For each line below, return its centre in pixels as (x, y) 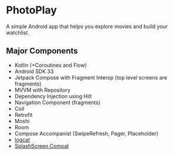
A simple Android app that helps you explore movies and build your (87, 26)
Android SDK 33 (34, 71)
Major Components (42, 51)
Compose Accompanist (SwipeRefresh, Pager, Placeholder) (86, 133)
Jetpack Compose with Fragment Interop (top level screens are (91, 77)
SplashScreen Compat (42, 146)
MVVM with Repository (42, 90)
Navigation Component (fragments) (57, 102)
